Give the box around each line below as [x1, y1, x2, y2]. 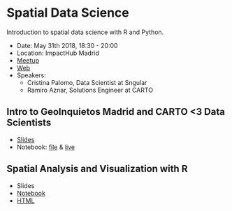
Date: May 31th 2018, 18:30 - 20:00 [16, 41, 118, 49]
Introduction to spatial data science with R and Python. [6, 28, 164, 36]
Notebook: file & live [16, 143, 75, 151]
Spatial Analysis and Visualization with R [6, 163, 188, 175]
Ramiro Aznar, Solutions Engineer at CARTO [27, 86, 154, 94]
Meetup [16, 56, 40, 64]
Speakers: [16, 71, 46, 79]
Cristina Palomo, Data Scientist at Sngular [27, 78, 147, 86]
